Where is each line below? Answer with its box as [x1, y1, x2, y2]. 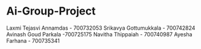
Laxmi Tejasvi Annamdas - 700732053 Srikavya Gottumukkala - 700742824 [6, 24, 196, 31]
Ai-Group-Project [6, 4, 96, 18]
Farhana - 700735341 [6, 37, 60, 44]
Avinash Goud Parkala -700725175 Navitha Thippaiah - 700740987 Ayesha [6, 30, 193, 38]
